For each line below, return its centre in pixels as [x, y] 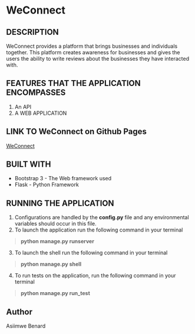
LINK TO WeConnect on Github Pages [77, 132]
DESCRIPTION [32, 32]
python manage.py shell [51, 264]
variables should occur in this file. [56, 224]
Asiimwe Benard [26, 326]
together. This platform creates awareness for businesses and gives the [93, 52]
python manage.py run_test [55, 293]
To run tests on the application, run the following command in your [95, 276]
